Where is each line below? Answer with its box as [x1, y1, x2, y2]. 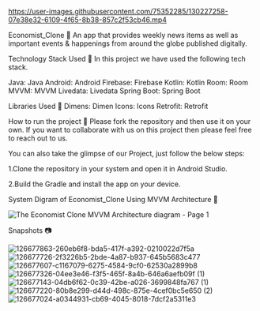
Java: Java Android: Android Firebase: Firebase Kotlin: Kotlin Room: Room [8, 78, 249, 87]
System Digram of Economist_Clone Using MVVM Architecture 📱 [8, 195, 219, 204]
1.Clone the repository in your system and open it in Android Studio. [8, 164, 228, 173]
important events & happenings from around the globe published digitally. [8, 39, 247, 48]
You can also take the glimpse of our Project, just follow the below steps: [8, 149, 245, 158]
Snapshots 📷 [8, 226, 52, 235]
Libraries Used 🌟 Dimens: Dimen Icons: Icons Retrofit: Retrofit [8, 102, 209, 111]
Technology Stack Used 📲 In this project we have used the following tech [8, 54, 247, 63]
